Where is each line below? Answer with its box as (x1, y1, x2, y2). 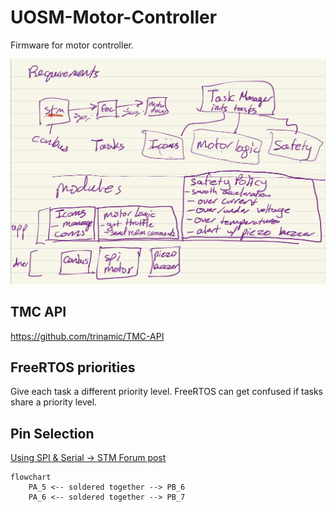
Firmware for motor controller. (10, 39, 134, 51)
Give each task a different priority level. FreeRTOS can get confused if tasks (10, 386, 323, 398)
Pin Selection (10, 425, 95, 442)
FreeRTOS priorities (10, 359, 136, 376)
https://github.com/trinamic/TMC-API (10, 330, 165, 342)
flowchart (10, 472, 52, 483)
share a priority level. (10, 396, 98, 408)
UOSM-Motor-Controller (10, 6, 218, 29)
